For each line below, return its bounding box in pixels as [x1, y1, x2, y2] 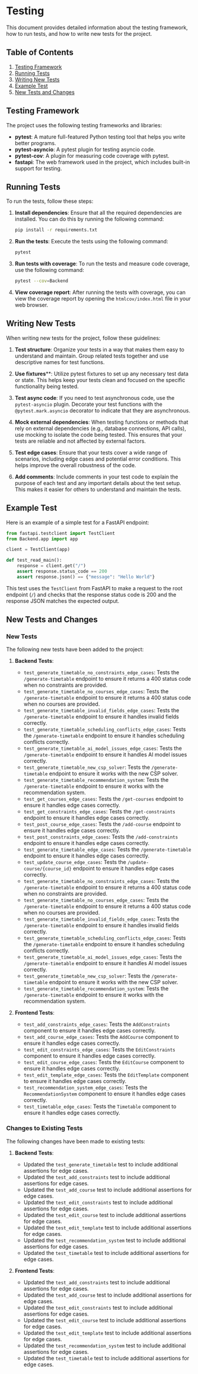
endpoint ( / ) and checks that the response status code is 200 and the [6, 591, 177, 598]
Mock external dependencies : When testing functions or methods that [14, 418, 189, 425]
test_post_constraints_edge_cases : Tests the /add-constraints [23, 833, 178, 840]
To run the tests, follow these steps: [6, 198, 94, 205]
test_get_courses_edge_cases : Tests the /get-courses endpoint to [23, 796, 184, 803]
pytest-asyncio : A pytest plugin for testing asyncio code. [14, 146, 155, 153]
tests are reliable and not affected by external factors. [14, 437, 146, 445]
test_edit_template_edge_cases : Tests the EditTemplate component [23, 1071, 189, 1078]
